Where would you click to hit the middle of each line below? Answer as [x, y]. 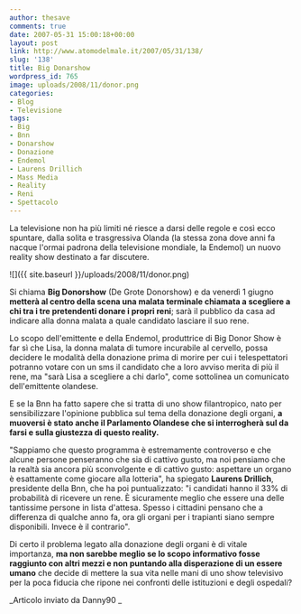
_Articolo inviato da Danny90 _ [66, 600]
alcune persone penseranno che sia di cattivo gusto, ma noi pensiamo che [147, 459]
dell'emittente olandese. [54, 386]
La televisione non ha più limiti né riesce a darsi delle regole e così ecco [142, 228]
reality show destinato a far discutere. [80, 256]
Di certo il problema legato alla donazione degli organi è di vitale [128, 544]
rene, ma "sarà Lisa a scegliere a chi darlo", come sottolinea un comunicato [150, 377]
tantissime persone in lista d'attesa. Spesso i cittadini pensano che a [136, 507]
